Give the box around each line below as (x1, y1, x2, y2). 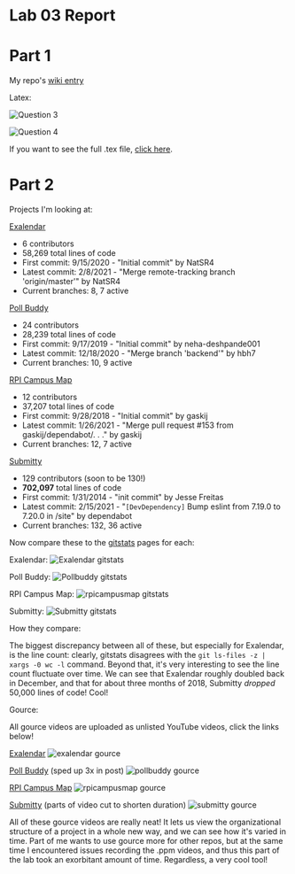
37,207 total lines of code (21, 401, 115, 412)
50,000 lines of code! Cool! (9, 687, 109, 698)
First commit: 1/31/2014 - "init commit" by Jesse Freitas (21, 492, 224, 503)
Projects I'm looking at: (9, 205, 93, 215)
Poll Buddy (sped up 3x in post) (9, 765, 124, 776)
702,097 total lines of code (21, 483, 122, 493)
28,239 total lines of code (21, 329, 117, 340)
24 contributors (21, 320, 80, 330)
